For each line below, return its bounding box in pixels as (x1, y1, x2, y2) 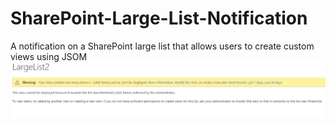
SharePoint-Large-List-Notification (10, 7, 308, 30)
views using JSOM (10, 50, 88, 62)
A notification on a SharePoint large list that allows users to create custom (10, 40, 315, 52)
